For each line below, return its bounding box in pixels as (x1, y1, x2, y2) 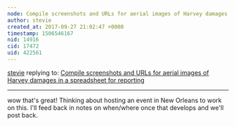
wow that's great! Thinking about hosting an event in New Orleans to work (7, 96, 223, 104)
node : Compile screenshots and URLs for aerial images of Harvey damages (7, 10, 228, 17)
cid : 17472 (7, 43, 39, 50)
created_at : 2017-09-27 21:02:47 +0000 (7, 23, 124, 30)
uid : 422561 (7, 50, 42, 57)
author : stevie (7, 17, 52, 24)
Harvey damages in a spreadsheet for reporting (7, 76, 145, 84)
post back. (7, 111, 39, 119)
